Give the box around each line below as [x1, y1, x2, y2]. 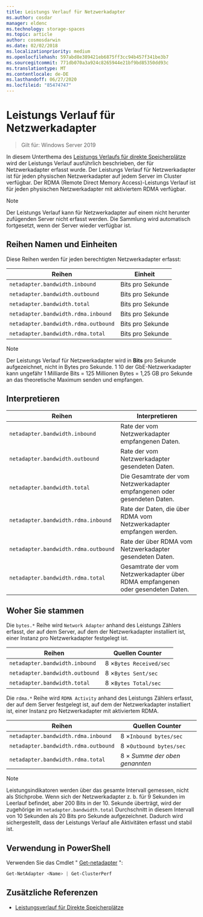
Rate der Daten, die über [120, 504, 190, 513]
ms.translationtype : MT [6, 65, 66, 72]
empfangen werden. [120, 527, 178, 536]
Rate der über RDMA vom [120, 537, 193, 546]
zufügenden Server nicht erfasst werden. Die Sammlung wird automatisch [6, 215, 191, 222]
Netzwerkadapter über [120, 570, 185, 578]
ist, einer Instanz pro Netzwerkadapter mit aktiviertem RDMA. [6, 708, 159, 715]
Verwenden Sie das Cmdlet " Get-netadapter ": [6, 859, 123, 867]
